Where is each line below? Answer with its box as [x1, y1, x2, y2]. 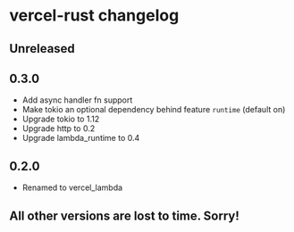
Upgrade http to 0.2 [21, 123, 96, 134]
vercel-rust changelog [9, 5, 180, 26]
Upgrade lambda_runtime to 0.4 [21, 133, 140, 144]
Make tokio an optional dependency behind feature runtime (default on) [21, 104, 286, 115]
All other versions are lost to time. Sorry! [9, 208, 239, 223]
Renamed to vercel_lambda [21, 182, 123, 193]
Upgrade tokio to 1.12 [21, 113, 100, 125]
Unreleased [9, 41, 76, 56]
